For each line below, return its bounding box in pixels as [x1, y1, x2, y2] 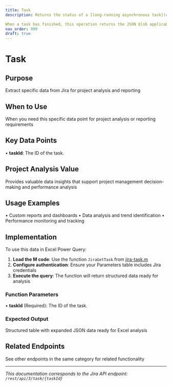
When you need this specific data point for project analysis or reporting [5, 116, 156, 122]
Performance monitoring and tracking [5, 218, 84, 224]
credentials [12, 267, 37, 273]
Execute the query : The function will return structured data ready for [12, 273, 159, 279]
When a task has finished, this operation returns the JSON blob [5, 22, 147, 27]
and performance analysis [21, 183, 77, 190]
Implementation [5, 232, 57, 242]
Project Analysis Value [5, 165, 79, 174]
